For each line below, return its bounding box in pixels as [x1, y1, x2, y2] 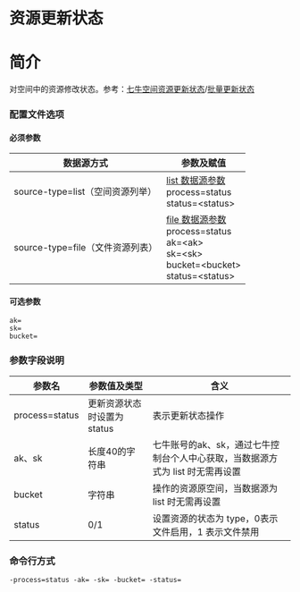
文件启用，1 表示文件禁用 [152, 525, 260, 537]
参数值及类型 [88, 379, 143, 392]
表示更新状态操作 [152, 409, 225, 421]
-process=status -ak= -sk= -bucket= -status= [9, 576, 181, 585]
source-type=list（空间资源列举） [13, 185, 157, 198]
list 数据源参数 [166, 174, 226, 187]
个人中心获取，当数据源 [170, 452, 270, 464]
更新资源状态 [87, 397, 142, 410]
